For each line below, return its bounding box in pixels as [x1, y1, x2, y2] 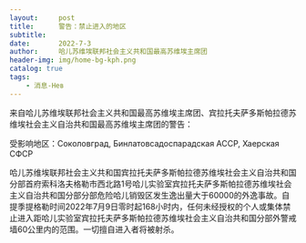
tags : [9, 73, 30, 82]
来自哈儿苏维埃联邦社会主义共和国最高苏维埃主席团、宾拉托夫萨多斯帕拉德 [9, 106, 289, 118]
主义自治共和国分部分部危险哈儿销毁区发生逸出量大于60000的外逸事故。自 [9, 189, 291, 200]
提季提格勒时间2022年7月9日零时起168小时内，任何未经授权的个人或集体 [9, 201, 284, 212]
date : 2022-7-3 [9, 38, 92, 48]
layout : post [9, 13, 76, 23]
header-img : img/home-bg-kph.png [9, 56, 137, 65]
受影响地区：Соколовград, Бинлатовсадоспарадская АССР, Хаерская [9, 137, 280, 148]
